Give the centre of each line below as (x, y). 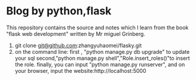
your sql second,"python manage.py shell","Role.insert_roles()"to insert (102, 58)
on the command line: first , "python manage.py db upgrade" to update (102, 51)
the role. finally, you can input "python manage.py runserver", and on (100, 64)
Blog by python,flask (59, 11)
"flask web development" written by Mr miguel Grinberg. (76, 33)
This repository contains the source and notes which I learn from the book (97, 27)
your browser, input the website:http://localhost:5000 (80, 70)
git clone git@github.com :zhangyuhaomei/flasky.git (78, 45)
